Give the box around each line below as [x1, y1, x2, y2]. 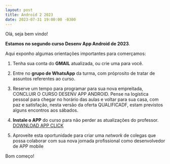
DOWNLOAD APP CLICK [12, 123, 64, 129]
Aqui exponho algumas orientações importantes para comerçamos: [5, 50, 146, 57]
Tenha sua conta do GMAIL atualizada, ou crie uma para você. [12, 61, 144, 67]
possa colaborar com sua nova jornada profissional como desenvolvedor [12, 138, 165, 144]
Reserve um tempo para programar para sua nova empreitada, [12, 86, 144, 92]
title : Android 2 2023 [5, 12, 53, 17]
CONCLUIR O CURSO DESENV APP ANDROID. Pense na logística [12, 91, 149, 97]
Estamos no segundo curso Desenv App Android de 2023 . [5, 41, 130, 47]
